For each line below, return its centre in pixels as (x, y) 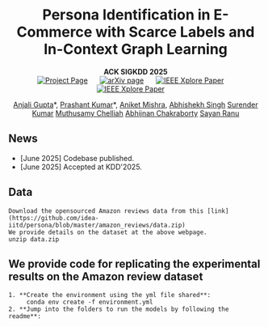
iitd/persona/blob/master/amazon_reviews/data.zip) (97, 225)
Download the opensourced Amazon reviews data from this (106, 211)
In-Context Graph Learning (136, 49)
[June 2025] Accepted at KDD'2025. (81, 167)
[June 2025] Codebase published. (77, 158)
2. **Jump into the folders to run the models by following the (119, 309)
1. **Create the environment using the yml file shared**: (110, 295)
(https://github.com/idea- (54, 218)
